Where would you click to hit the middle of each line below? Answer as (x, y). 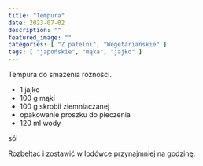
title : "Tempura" (37, 15)
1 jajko (30, 90)
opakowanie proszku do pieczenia (75, 114)
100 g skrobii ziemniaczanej (65, 106)
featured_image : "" (40, 37)
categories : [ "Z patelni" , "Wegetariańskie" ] (88, 45)
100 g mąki (37, 98)
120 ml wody (40, 123)
